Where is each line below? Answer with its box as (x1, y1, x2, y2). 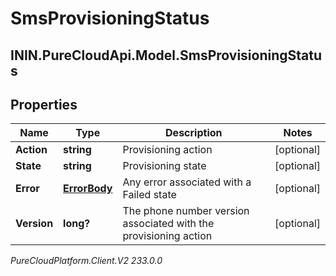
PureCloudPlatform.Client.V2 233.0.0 (10, 255, 163, 267)
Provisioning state (122, 159, 207, 173)
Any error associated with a (122, 175, 252, 189)
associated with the (122, 217, 215, 231)
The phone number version (122, 204, 250, 218)
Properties (10, 96, 78, 113)
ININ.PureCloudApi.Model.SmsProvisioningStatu (10, 47, 323, 64)
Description (165, 126, 223, 140)
